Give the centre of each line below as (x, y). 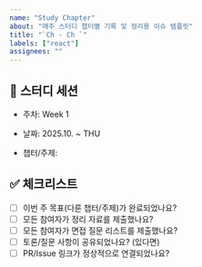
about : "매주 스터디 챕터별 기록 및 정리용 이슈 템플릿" (101, 26)
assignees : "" (36, 52)
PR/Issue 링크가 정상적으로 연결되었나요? (96, 253)
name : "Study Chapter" (52, 18)
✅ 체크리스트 (44, 184)
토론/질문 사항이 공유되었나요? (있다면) (91, 242)
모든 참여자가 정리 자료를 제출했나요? (88, 219)
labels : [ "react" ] (44, 43)
